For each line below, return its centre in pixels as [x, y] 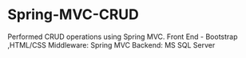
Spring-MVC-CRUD [73, 15]
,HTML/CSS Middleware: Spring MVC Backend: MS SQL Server [111, 44]
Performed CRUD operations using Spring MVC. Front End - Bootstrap [123, 37]
